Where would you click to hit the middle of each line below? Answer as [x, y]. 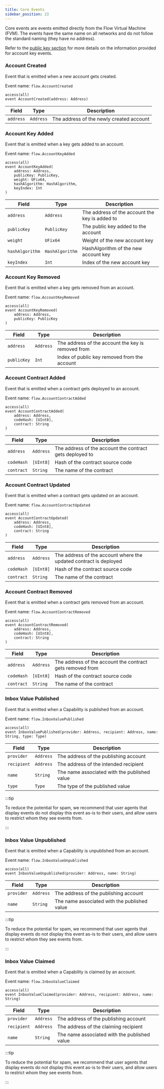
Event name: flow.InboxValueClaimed [42, 982]
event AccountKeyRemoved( [31, 311]
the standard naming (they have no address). [50, 38]
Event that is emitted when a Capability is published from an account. [75, 709]
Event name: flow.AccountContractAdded [46, 398]
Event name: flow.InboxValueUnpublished [47, 860]
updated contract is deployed [88, 561]
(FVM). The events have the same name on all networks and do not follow [79, 33]
